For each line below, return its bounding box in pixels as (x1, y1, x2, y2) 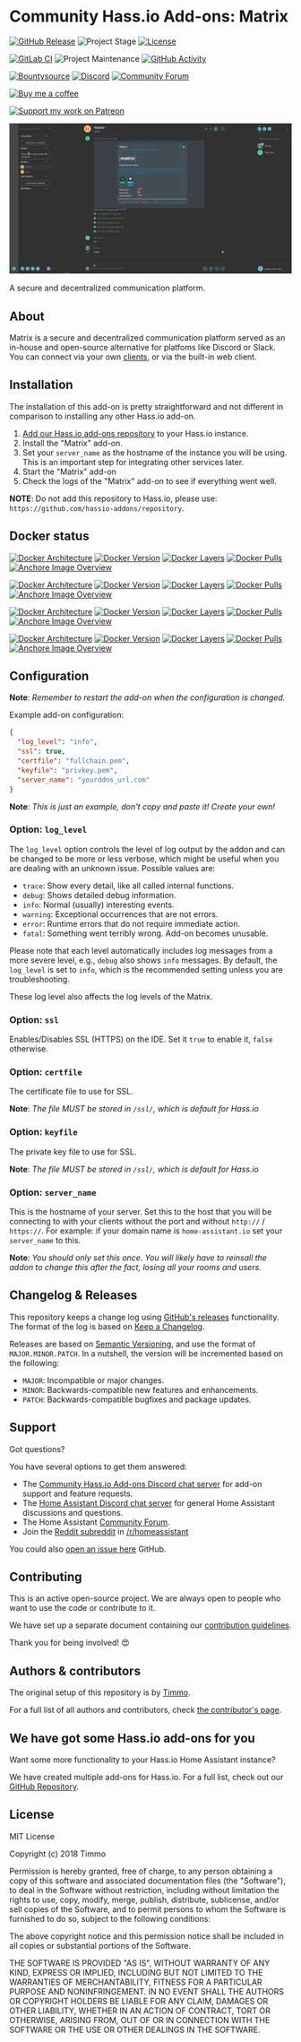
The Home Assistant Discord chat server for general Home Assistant (21, 1497, 276, 1508)
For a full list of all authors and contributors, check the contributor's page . (9, 1705, 282, 1716)
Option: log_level (9, 823, 88, 835)
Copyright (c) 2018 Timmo (9, 1848, 106, 1859)
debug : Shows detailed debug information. (21, 889, 176, 900)
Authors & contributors (9, 1663, 142, 1678)
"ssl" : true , (17, 747, 66, 757)
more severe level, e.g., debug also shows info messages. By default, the (9, 955, 278, 965)
